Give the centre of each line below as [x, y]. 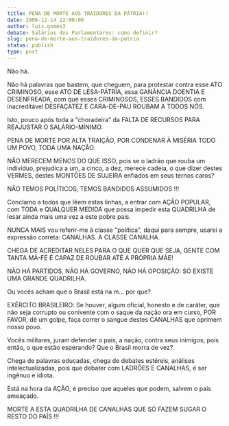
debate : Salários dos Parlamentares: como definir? [82, 33]
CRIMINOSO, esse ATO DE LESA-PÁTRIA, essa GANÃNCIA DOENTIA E [106, 92]
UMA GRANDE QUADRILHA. [47, 278]
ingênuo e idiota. [31, 375]
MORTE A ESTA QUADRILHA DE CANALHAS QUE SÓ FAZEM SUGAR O [107, 409]
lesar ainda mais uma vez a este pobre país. [69, 216]
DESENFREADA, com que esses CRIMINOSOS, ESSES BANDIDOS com [107, 99]
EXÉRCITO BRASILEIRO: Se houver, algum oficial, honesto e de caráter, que [114, 305]
